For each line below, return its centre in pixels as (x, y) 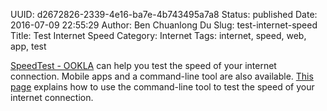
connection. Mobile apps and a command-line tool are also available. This (162, 76)
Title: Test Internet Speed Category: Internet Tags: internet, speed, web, (158, 35)
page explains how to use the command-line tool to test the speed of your (162, 87)
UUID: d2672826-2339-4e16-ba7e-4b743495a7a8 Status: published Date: (164, 14)
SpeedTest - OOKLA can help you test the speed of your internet (143, 65)
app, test (28, 46)
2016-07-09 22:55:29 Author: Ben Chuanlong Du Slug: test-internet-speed (164, 25)
